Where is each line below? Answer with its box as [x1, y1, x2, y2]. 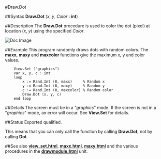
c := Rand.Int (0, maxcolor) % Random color [22, 88, 114, 93]
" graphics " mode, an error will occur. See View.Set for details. [5, 110, 130, 115]
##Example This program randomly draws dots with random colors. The [5, 47, 148, 52]
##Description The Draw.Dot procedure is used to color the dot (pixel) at [5, 23, 150, 29]
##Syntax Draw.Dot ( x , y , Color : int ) [5, 14, 78, 19]
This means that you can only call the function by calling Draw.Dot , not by [5, 128, 153, 134]
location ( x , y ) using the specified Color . [5, 28, 85, 33]
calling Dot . [5, 134, 28, 140]
